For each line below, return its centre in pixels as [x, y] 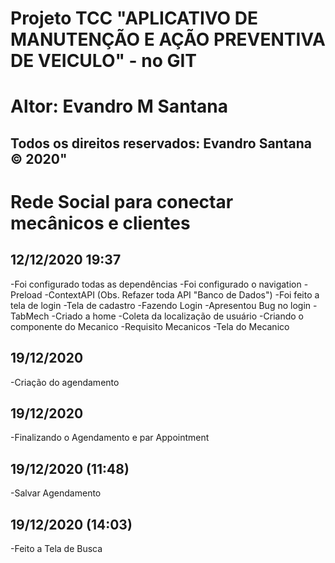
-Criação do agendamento [65, 382]
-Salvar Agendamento [56, 493]
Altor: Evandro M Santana [119, 106]
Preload [26, 294]
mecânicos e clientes [100, 223]
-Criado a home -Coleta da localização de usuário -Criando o [177, 316]
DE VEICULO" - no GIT [104, 61]
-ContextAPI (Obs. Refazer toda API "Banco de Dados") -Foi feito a [182, 294]
